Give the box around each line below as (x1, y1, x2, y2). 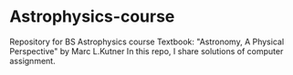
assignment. (9, 55, 57, 66)
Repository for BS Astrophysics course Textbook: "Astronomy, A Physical (9, 36, 285, 47)
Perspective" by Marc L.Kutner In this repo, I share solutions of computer (9, 45, 284, 56)
